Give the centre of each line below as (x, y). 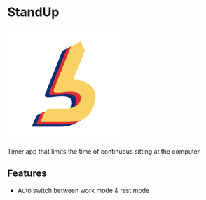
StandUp (33, 12)
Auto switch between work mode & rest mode (83, 190)
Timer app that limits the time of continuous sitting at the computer (104, 151)
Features (27, 174)
